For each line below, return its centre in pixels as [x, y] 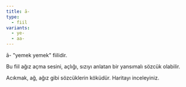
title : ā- [18, 11]
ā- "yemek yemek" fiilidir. [37, 55]
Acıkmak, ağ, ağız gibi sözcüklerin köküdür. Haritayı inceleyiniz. [83, 78]
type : [13, 17]
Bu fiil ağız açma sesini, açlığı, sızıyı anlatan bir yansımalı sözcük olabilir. [93, 67]
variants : [18, 28]
